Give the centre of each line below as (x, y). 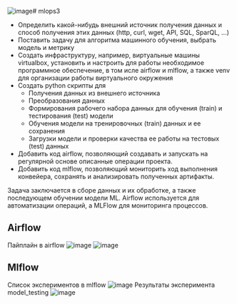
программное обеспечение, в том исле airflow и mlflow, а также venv (124, 70)
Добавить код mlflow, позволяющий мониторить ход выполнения (117, 169)
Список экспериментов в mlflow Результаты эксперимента (111, 285)
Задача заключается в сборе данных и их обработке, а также (102, 190)
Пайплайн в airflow (36, 245)
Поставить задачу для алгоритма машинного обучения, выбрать (117, 40)
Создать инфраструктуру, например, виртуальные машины (109, 55)
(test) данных (49, 146)
